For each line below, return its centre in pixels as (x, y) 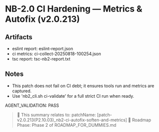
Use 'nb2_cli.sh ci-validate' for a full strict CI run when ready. (73, 96)
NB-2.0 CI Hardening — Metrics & (74, 9)
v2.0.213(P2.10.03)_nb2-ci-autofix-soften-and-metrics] (72, 120)
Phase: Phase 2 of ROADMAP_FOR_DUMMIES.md (66, 125)
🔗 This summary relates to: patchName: (56, 115)
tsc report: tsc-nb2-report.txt (41, 59)
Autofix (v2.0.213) (42, 19)
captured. (22, 91)
